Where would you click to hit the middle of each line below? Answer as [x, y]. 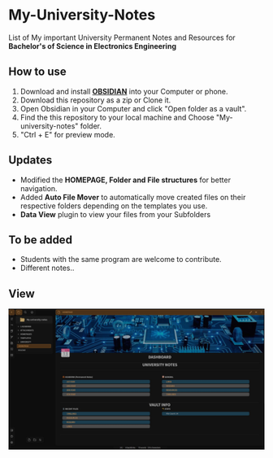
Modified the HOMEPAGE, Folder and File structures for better [126, 180]
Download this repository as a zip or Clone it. [95, 100]
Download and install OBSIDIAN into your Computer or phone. [124, 91]
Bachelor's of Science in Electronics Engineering [93, 46]
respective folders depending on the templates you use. [114, 206]
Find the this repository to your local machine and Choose [117, 117]
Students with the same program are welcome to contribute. [121, 260]
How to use [37, 72]
